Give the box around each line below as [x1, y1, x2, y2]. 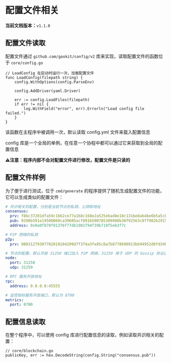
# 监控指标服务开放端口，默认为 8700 [5, 292, 75, 298]
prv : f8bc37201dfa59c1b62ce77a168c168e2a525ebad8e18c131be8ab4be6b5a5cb [10, 214, 167, 219]
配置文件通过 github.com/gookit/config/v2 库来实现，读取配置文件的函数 [5, 53, 159, 59]
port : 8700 [10, 302, 33, 307]
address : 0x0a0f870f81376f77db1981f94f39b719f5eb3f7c [10, 223, 126, 228]
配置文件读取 [5, 39, 46, 47]
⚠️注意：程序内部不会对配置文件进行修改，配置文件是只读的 [5, 157, 131, 163]
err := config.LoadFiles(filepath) [14, 97, 90, 102]
